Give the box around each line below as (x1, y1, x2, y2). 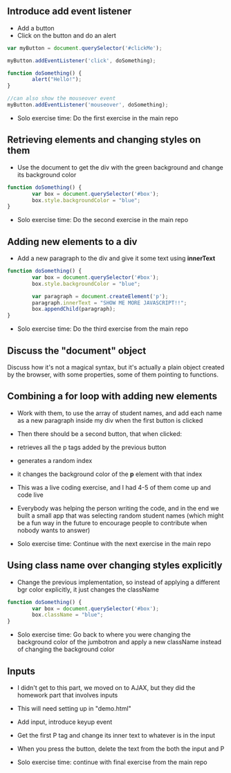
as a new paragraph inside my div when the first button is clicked (17, 416, 203, 424)
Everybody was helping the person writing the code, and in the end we (17, 504, 219, 512)
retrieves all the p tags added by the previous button (17, 443, 167, 451)
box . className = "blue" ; (32, 612, 104, 619)
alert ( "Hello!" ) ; (32, 76, 82, 83)
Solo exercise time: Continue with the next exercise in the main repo (17, 539, 211, 547)
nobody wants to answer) (17, 526, 91, 534)
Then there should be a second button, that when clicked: (17, 429, 182, 438)
